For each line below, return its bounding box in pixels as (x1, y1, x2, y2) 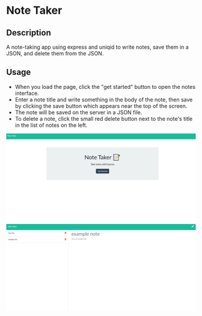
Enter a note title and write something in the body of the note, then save (14, 96, 193, 103)
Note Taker (6, 4, 63, 17)
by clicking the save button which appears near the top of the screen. (14, 102, 188, 109)
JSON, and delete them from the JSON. (6, 50, 104, 57)
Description (6, 28, 51, 38)
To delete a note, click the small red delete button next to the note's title (14, 115, 193, 122)
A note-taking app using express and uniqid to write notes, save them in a (6, 43, 189, 50)
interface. (14, 90, 39, 97)
